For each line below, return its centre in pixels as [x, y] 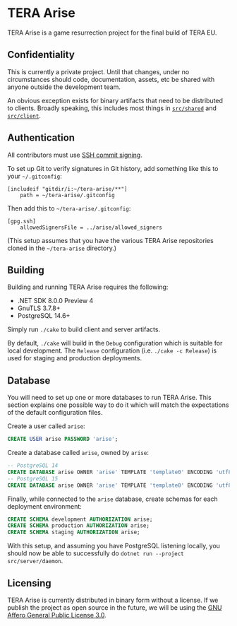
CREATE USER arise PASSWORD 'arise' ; [63, 439]
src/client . [24, 115]
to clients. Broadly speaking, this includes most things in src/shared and [112, 108]
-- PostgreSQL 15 [33, 478]
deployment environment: [45, 506]
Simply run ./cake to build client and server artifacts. [84, 329]
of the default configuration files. [55, 413]
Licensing [29, 583]
